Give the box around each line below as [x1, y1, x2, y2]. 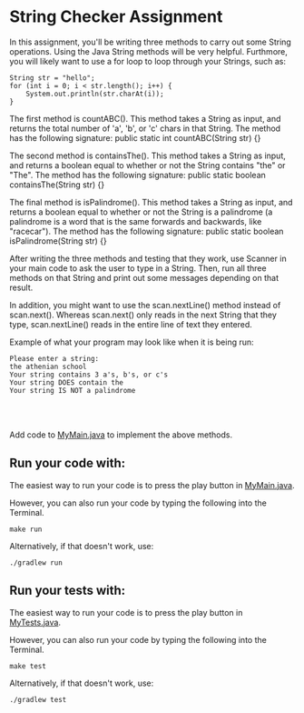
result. [9, 282, 34, 293]
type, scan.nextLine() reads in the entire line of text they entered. [9, 318, 252, 329]
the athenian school [9, 362, 88, 371]
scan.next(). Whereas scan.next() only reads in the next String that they [9, 309, 277, 320]
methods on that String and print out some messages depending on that [9, 272, 279, 283]
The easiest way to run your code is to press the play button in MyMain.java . [9, 479, 295, 490]
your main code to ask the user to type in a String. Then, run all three [9, 262, 267, 274]
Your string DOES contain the [9, 377, 124, 387]
